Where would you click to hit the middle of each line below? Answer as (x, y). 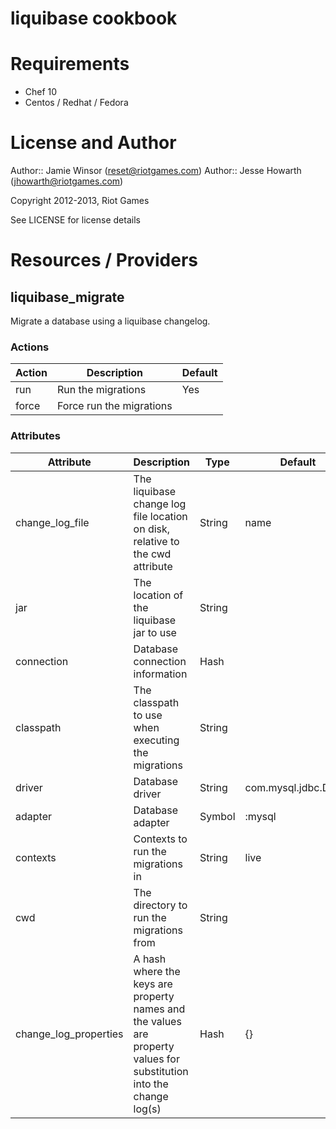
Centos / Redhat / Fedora (76, 103)
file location (160, 516)
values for (156, 1059)
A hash (150, 959)
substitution (161, 1071)
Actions (30, 347)
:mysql (260, 816)
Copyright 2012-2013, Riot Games (80, 201)
